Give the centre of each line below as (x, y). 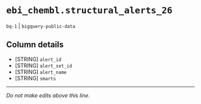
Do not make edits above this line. (48, 95)
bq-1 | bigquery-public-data (41, 26)
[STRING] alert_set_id (43, 65)
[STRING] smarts (35, 78)
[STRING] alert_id (38, 59)
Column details (35, 45)
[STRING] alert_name (41, 72)
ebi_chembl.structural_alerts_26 (89, 10)
